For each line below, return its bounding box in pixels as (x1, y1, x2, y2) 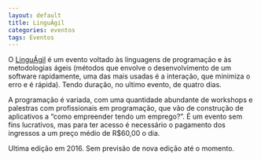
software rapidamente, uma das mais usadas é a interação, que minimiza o (8, 71, 251, 81)
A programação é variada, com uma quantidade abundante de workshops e (8, 95, 253, 104)
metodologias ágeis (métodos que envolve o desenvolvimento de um (8, 64, 232, 73)
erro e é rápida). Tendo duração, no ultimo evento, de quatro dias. (8, 80, 222, 90)
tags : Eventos (8, 33, 55, 42)
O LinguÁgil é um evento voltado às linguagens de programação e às (8, 55, 232, 64)
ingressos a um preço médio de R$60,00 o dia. (8, 129, 160, 138)
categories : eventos (8, 26, 76, 34)
